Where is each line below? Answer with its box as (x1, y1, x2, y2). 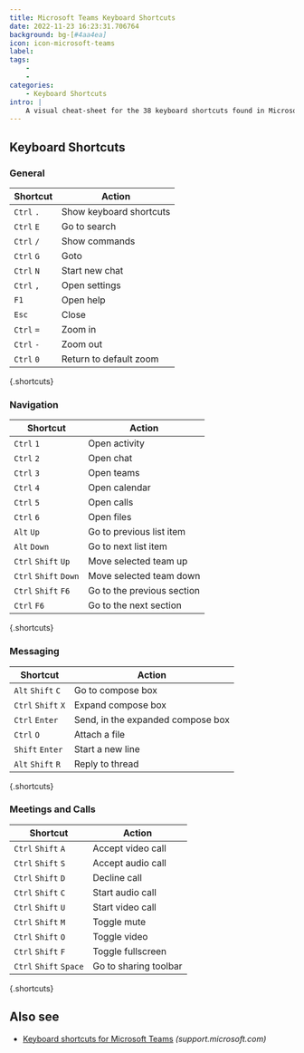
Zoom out (62, 337, 102, 350)
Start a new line (73, 742, 140, 755)
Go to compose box (73, 683, 158, 696)
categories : (9, 81, 54, 90)
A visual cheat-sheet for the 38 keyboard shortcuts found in (25, 106, 265, 115)
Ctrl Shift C (14, 887, 66, 898)
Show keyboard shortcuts (62, 205, 171, 217)
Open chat (88, 452, 133, 465)
